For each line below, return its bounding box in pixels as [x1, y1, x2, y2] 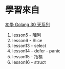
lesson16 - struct [12, 59, 46, 65]
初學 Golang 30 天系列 [5, 22, 50, 27]
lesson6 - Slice [12, 37, 43, 43]
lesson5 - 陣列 [12, 32, 42, 38]
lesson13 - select [12, 43, 46, 48]
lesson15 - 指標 [12, 53, 43, 59]
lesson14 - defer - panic [12, 47, 61, 54]
